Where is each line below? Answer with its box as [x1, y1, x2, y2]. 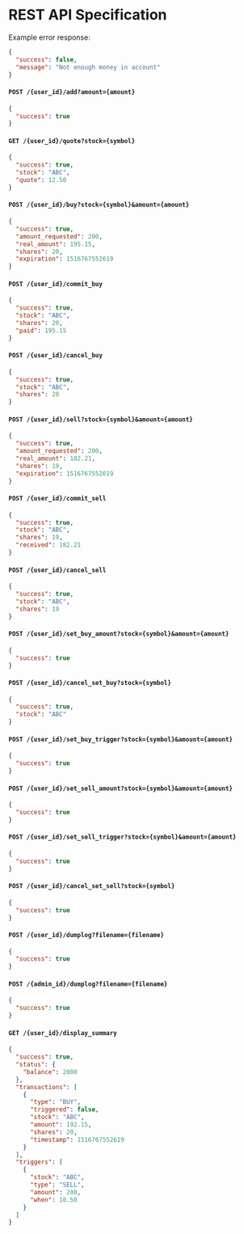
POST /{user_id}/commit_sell [8, 495, 107, 503]
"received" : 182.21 [15, 541, 82, 549]
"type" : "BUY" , [29, 1098, 82, 1106]
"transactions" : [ [15, 1083, 78, 1091]
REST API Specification [8, 6, 167, 24]
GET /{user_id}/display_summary [8, 1029, 117, 1037]
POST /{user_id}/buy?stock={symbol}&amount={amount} [8, 201, 190, 209]
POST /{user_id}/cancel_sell [8, 566, 107, 574]
